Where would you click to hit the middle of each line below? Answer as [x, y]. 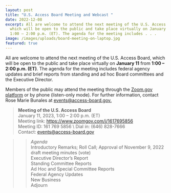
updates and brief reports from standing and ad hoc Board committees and [84, 74]
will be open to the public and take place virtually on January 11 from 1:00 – [85, 63]
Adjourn [39, 185]
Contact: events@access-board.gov [56, 132]
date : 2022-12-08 [24, 19]
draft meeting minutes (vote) [61, 152]
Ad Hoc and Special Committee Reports [72, 168]
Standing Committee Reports [61, 163]
